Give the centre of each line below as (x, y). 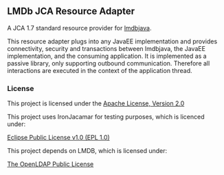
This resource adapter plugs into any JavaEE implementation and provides (112, 41)
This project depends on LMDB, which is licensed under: (87, 151)
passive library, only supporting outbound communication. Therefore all (109, 63)
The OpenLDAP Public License (51, 164)
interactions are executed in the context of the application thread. (100, 70)
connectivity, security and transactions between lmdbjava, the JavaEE (107, 48)
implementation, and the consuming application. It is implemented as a (107, 56)
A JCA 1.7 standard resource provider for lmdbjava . (79, 28)
